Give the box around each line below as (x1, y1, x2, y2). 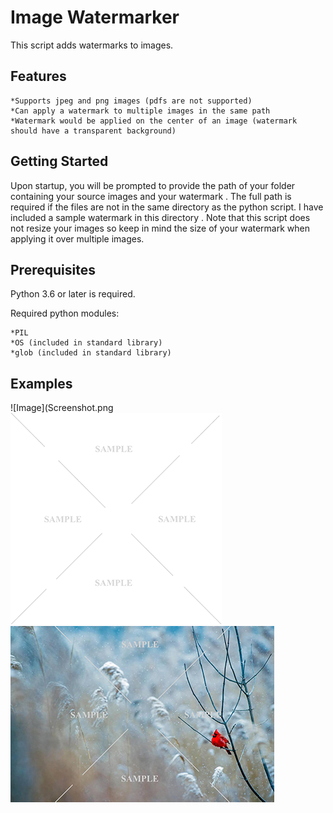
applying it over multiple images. (10, 232, 145, 245)
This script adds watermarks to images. (10, 39, 174, 51)
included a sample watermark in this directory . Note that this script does (10, 211, 311, 223)
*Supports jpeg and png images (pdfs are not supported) (10, 96, 253, 106)
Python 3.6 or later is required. (10, 288, 136, 300)
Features (10, 68, 67, 85)
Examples (10, 375, 73, 392)
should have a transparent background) (10, 126, 177, 136)
